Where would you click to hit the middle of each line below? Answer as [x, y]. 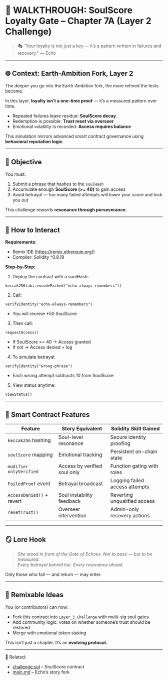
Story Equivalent [82, 429]
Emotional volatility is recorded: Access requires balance [72, 126]
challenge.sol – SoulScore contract [48, 666]
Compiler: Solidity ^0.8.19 [38, 257]
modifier [18, 467]
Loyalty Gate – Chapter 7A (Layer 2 [78, 21]
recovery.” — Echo [36, 53]
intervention [72, 516]
